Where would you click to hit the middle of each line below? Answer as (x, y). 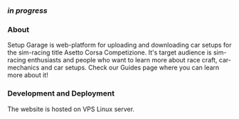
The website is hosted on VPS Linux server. (71, 109)
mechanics (23, 68)
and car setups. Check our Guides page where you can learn (130, 68)
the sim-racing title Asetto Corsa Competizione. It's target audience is (110, 52)
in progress (27, 11)
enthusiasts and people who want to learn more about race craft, (122, 60)
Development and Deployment (61, 93)
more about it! (28, 75)
